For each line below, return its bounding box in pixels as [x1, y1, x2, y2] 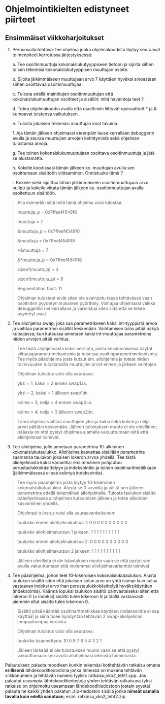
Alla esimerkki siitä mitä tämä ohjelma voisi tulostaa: [17, 200, 123, 205]
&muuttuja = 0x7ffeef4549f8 [17, 238, 75, 243]
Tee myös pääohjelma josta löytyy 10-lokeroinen [17, 479, 116, 485]
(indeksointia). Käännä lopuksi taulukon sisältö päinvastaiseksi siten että [12, 588, 159, 594]
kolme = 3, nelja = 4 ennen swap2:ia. [17, 400, 93, 405]
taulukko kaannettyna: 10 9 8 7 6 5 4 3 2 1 [17, 638, 102, 643]
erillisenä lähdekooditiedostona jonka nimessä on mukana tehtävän [5, 668, 142, 673]
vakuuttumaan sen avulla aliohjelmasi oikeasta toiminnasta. [17, 653, 137, 658]
